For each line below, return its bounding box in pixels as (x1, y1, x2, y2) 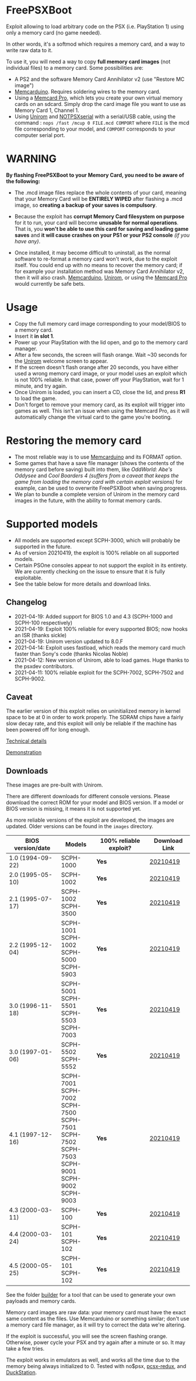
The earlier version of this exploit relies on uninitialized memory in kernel (6, 707, 181, 715)
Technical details (6, 737, 47, 744)
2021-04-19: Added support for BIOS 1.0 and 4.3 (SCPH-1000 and (14, 613, 173, 620)
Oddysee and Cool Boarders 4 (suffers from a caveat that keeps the (14, 472, 179, 479)
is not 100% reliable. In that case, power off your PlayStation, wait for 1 (14, 376, 184, 383)
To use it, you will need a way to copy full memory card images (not (6, 58, 171, 65)
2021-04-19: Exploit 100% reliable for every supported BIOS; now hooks (14, 625, 188, 633)
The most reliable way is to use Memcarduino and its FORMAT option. (14, 453, 183, 460)
